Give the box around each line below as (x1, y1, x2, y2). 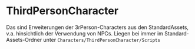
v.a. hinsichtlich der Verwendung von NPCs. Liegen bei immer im (6, 30, 164, 37)
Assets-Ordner (6, 36, 42, 43)
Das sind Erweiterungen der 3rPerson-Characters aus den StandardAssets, (6, 24, 189, 31)
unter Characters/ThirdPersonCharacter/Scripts (43, 36, 161, 43)
